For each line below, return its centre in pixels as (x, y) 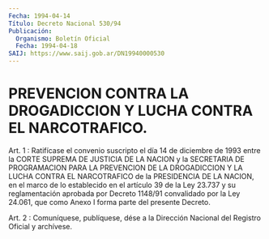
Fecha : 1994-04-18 (47, 46)
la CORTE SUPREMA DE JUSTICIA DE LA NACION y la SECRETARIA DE (126, 159)
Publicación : (30, 31)
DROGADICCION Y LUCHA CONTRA (131, 111)
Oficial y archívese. (41, 226)
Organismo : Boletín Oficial (63, 38)
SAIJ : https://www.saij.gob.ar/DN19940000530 (86, 53)
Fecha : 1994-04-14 (39, 16)
